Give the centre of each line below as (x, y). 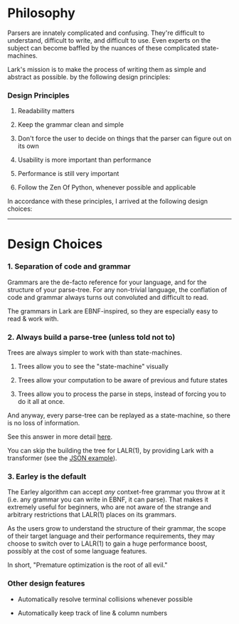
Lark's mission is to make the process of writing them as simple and (107, 69)
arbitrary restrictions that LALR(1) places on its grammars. (92, 515)
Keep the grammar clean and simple (71, 125)
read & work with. (33, 318)
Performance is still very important (68, 174)
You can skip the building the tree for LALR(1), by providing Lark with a (111, 451)
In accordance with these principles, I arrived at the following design (108, 202)
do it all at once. (41, 402)
